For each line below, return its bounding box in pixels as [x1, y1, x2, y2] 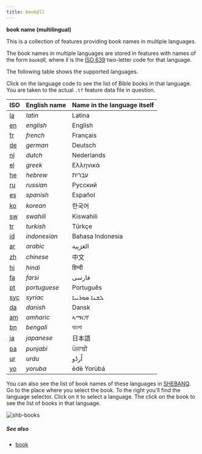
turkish [26, 221, 46, 230]
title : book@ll [6, 9, 45, 15]
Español [72, 190, 96, 199]
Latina [72, 111, 90, 119]
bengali [26, 322, 48, 331]
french [26, 131, 45, 140]
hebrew [26, 171, 48, 179]
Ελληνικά [72, 160, 100, 169]
